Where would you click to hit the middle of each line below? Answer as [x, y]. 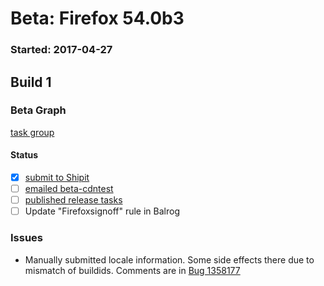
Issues [27, 238]
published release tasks [73, 200]
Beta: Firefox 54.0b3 [97, 18]
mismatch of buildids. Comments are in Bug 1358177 [132, 270]
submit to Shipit [57, 177]
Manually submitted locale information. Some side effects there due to [169, 259]
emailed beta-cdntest [69, 189]
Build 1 [31, 82]
